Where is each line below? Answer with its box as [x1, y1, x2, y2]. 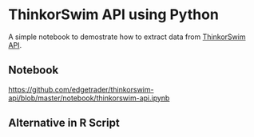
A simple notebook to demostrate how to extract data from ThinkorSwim [8, 32, 246, 41]
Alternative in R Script [8, 116, 120, 130]
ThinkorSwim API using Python [8, 6, 220, 24]
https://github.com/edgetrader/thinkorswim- [8, 84, 154, 94]
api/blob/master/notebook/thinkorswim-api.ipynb [8, 93, 170, 103]
